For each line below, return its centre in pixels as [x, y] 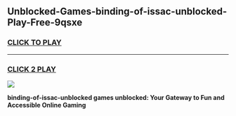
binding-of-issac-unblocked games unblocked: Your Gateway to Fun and [116, 97]
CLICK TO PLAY [34, 43]
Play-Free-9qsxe [45, 23]
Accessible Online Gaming [47, 105]
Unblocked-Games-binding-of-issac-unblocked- [117, 12]
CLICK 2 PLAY [32, 69]
